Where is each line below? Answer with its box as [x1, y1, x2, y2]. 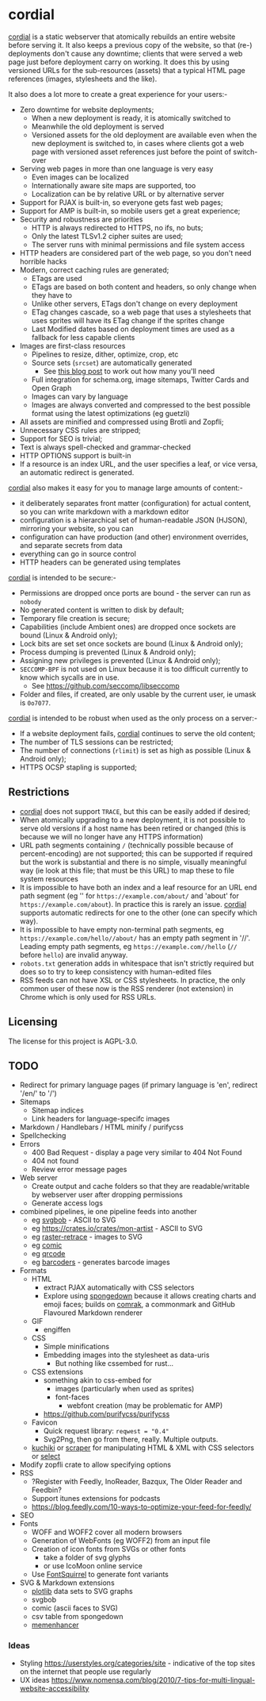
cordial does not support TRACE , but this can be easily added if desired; [19, 806, 251, 816]
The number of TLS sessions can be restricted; [19, 737, 174, 746]
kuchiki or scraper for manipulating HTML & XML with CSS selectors [31, 1443, 255, 1452]
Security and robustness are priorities [19, 214, 143, 224]
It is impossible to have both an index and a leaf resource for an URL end [19, 882, 257, 892]
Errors [19, 1140, 40, 1149]
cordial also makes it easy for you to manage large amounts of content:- [8, 483, 244, 492]
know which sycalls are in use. [19, 673, 120, 682]
